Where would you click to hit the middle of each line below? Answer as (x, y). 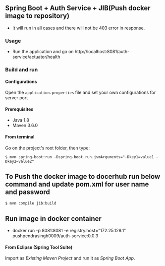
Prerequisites (19, 109)
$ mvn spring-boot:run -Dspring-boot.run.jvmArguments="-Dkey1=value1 (80, 157)
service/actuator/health (36, 57)
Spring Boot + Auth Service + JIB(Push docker (78, 8)
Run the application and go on (43, 52)
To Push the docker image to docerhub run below (83, 176)
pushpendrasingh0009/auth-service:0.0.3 (55, 236)
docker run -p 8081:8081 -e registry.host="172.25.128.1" (69, 231)
